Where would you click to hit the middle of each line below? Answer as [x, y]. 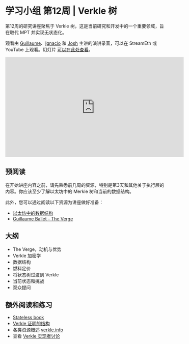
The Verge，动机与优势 [37, 249]
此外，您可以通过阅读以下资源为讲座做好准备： [54, 202]
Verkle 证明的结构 [31, 324]
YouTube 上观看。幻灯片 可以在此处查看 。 [49, 49]
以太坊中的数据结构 [33, 213]
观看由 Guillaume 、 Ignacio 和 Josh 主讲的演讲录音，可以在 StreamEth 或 [81, 43]
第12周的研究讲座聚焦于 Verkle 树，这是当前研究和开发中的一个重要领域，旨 [85, 26]
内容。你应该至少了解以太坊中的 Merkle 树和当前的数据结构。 [70, 191]
